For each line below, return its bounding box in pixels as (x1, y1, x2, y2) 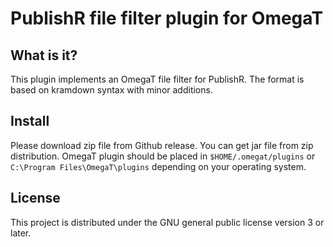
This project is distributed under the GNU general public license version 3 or (10, 216, 325, 228)
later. (10, 227, 32, 239)
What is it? (10, 47, 78, 64)
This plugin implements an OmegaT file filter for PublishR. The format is (10, 73, 305, 85)
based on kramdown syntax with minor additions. (10, 84, 213, 96)
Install (10, 113, 50, 130)
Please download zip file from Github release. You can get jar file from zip (10, 139, 314, 151)
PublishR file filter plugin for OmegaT (10, 7, 324, 30)
